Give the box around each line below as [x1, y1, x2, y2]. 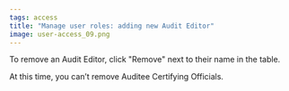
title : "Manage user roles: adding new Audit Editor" [9, 21, 215, 30]
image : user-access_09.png [9, 29, 110, 38]
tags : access [9, 12, 58, 22]
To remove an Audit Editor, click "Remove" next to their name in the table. [9, 54, 281, 65]
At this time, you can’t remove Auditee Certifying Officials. [9, 71, 224, 82]
